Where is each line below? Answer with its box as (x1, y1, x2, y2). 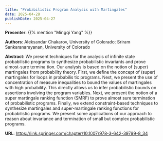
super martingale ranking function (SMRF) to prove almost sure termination (5, 95, 156, 101)
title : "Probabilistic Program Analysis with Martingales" (5, 7, 127, 12)
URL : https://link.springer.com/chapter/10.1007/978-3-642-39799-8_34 (5, 130, 148, 137)
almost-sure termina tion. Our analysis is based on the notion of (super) (5, 64, 148, 70)
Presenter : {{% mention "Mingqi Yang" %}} (5, 30, 92, 36)
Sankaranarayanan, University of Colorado (5, 44, 91, 50)
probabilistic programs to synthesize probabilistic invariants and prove (5, 59, 146, 65)
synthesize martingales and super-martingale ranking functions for (5, 105, 139, 111)
